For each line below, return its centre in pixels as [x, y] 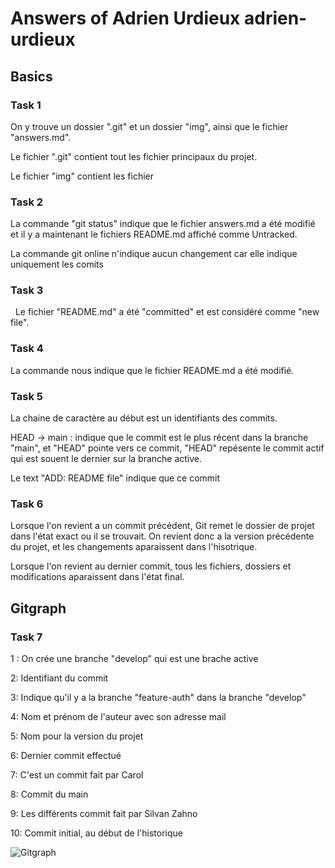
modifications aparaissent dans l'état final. [97, 577]
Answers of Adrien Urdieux [125, 18]
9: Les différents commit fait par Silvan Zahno [104, 814]
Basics [31, 76]
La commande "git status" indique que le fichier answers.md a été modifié [163, 224]
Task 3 [27, 290]
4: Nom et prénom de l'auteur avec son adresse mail [118, 717]
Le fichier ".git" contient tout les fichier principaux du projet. [134, 156]
